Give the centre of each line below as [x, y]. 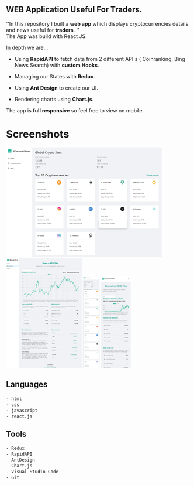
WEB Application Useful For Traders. [74, 10]
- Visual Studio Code [32, 472]
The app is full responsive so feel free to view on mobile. [75, 110]
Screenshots [38, 134]
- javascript [22, 410]
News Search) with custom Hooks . [57, 65]
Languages [27, 385]
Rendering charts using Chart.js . [54, 99]
